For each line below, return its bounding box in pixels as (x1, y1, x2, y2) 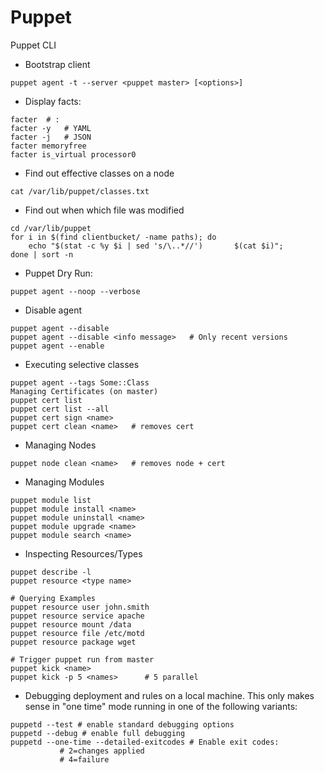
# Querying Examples (10, 593, 97, 603)
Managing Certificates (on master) (10, 386, 159, 396)
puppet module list (10, 495, 92, 505)
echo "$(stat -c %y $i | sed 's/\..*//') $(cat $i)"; (28, 241, 284, 251)
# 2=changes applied (59, 746, 145, 756)
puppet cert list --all (10, 404, 110, 414)
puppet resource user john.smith (10, 602, 150, 612)
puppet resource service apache (10, 611, 145, 621)
